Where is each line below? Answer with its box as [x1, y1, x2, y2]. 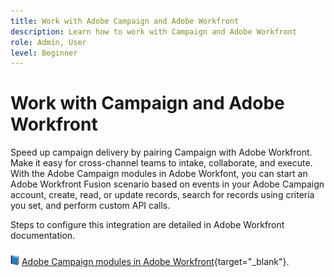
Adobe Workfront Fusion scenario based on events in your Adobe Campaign [10, 178, 325, 190]
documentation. [10, 230, 76, 242]
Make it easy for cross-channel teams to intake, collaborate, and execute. [10, 157, 313, 169]
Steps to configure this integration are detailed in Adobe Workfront [10, 219, 285, 231]
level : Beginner [10, 48, 78, 58]
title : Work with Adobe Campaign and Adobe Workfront [10, 16, 240, 26]
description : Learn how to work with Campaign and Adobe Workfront [10, 26, 298, 37]
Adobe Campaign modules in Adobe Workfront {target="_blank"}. [21, 256, 290, 268]
